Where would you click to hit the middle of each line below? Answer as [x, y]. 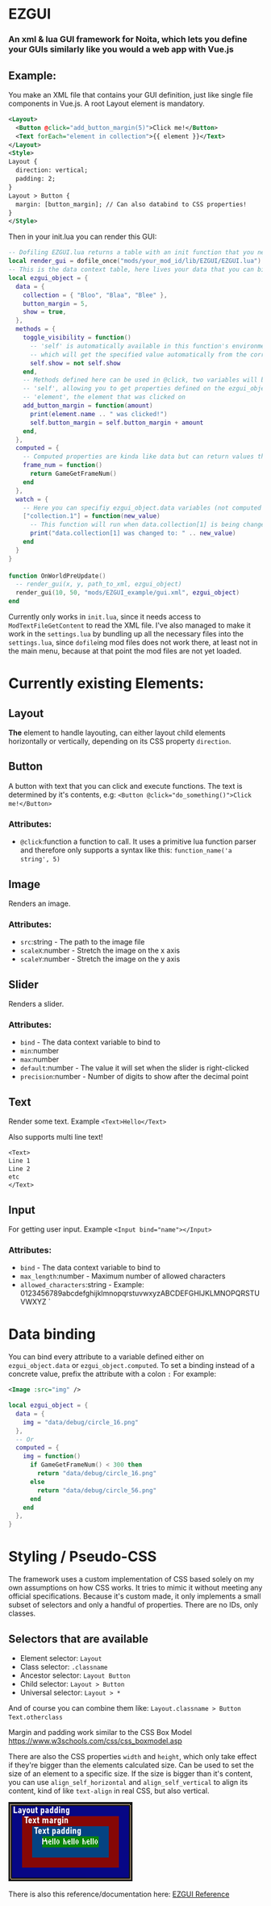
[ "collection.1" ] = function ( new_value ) [92, 516]
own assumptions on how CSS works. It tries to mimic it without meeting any [135, 1588]
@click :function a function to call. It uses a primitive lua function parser [138, 842]
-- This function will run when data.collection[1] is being [135, 525]
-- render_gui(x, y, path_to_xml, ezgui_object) [99, 584]
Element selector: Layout [61, 1658]
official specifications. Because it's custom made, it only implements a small [135, 1596]
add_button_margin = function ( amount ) [88, 406]
